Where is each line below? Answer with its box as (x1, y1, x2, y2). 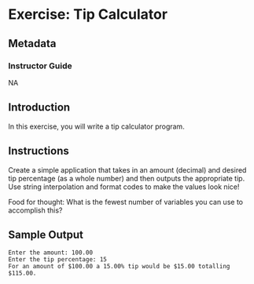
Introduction (8, 100, 71, 115)
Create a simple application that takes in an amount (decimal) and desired (8, 165, 247, 174)
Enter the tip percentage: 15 (8, 256, 108, 264)
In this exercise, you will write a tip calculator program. (8, 122, 185, 131)
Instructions (8, 144, 69, 158)
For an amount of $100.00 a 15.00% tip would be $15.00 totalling (8, 263, 230, 271)
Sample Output (8, 228, 84, 241)
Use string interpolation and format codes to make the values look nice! (8, 182, 240, 191)
